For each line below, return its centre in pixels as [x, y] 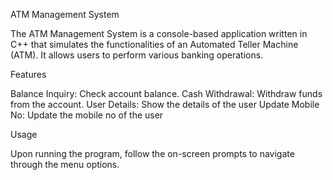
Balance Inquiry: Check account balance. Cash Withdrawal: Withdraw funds [166, 93]
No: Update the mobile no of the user [87, 115]
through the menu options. [65, 164]
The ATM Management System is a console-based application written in [159, 33]
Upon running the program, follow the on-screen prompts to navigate [152, 153]
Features [28, 74]
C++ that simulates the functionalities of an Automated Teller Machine [154, 44]
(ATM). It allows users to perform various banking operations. [137, 55]
